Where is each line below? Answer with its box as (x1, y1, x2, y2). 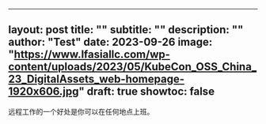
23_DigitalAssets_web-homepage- (8, 73, 184, 86)
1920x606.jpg (8, 85, 79, 99)
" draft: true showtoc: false (78, 85, 215, 99)
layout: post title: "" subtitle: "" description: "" (8, 23, 244, 36)
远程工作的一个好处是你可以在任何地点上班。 (8, 107, 154, 116)
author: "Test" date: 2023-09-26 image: (8, 36, 213, 49)
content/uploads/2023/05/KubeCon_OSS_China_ (8, 60, 257, 73)
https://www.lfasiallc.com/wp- (13, 48, 170, 62)
